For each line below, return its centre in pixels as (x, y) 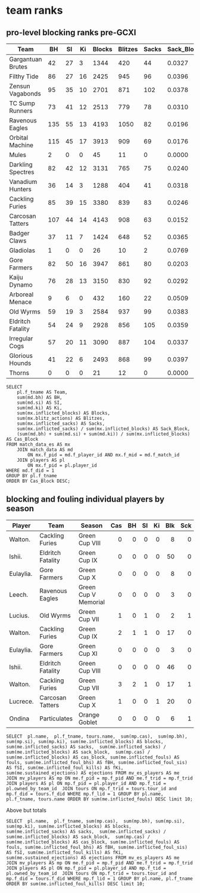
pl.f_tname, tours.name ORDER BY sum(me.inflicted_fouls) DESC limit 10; (100, 799)
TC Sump (22, 103)
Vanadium (23, 182)
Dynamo (21, 285)
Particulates (56, 719)
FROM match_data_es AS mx (38, 444)
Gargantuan (26, 59)
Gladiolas (22, 250)
